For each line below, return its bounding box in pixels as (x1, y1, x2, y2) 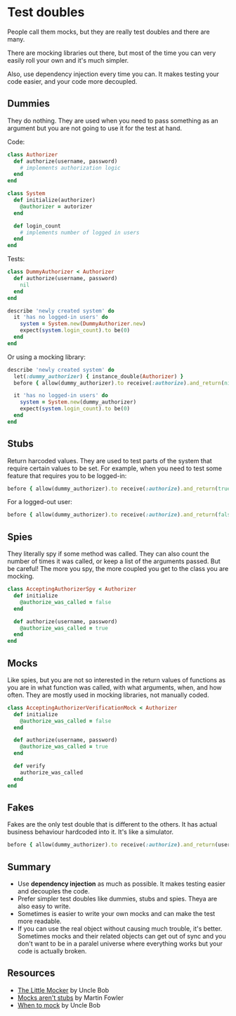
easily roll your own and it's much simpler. (7, 56, 129, 64)
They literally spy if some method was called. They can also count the (7, 550, 209, 558)
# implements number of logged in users (20, 229, 140, 236)
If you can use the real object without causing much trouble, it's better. (17, 924, 223, 933)
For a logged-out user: (7, 498, 72, 506)
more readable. (17, 917, 62, 926)
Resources (7, 967, 55, 979)
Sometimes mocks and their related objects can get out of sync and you (17, 932, 226, 941)
